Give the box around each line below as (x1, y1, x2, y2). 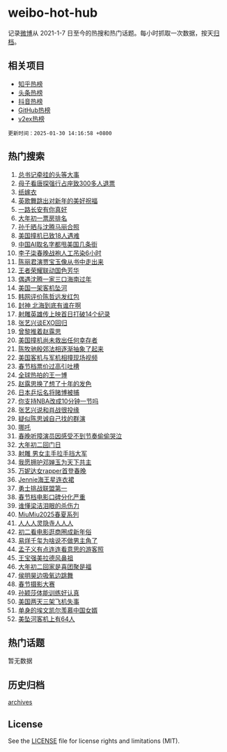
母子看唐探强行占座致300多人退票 (17, 179, 116, 187)
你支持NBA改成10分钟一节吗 (17, 397, 99, 405)
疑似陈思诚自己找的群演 (17, 414, 86, 422)
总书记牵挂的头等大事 (17, 170, 79, 178)
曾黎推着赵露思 (17, 327, 61, 335)
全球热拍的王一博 (17, 371, 68, 379)
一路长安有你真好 (17, 205, 68, 213)
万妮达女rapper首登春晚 (17, 466, 86, 475)
